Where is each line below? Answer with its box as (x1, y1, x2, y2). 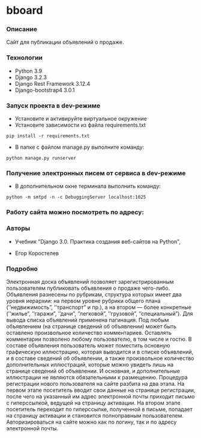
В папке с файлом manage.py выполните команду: (14, 143, 145, 151)
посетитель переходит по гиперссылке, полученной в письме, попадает (6, 406, 193, 413)
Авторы (6, 224, 31, 233)
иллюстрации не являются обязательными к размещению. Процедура (6, 373, 188, 381)
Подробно (6, 265, 38, 273)
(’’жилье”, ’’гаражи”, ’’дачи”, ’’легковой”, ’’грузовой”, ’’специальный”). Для (6, 310, 193, 317)
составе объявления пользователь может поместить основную (6, 341, 170, 349)
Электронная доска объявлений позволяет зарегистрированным (6, 278, 174, 285)
